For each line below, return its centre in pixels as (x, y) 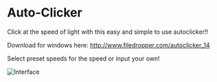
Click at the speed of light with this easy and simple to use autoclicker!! (107, 32)
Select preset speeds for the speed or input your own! (83, 58)
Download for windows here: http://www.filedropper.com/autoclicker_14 (109, 45)
